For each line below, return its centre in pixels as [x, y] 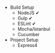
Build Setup [22, 7]
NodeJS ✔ [28, 13]
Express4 [27, 45]
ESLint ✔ [27, 23]
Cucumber [29, 34]
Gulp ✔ [25, 18]
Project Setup [24, 40]
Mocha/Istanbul [34, 29]
